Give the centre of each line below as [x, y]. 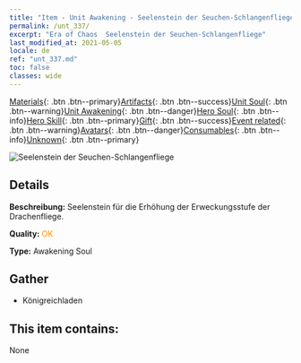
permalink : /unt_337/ [50, 26]
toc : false [30, 68]
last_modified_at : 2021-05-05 [66, 43]
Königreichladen [52, 300]
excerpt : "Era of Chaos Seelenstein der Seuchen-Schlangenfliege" [138, 34]
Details [29, 185]
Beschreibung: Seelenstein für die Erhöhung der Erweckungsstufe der [140, 206]
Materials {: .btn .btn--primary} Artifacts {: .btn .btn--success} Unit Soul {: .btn [149, 101]
